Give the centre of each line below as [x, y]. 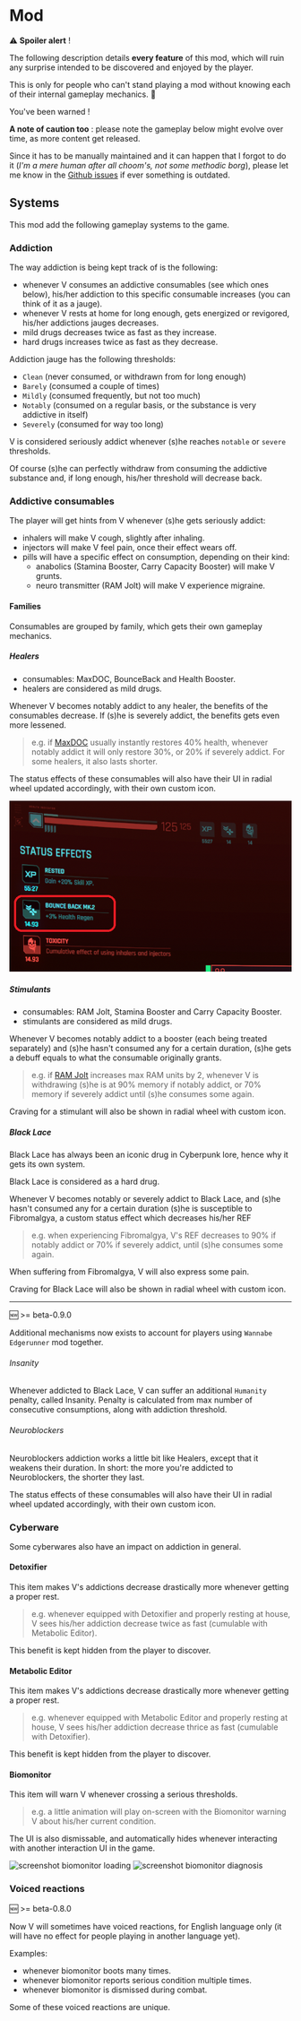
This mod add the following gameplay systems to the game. [120, 224]
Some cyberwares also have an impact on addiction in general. [125, 1546]
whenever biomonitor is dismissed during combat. [115, 1990]
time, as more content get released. [75, 138]
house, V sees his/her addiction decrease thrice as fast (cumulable [155, 1727]
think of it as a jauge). [62, 304]
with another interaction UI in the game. [82, 1848]
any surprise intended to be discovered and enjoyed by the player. [131, 67]
